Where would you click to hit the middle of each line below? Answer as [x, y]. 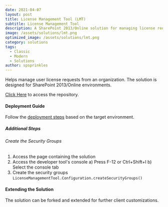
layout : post [19, 14]
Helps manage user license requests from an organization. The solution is [81, 80]
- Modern [19, 56]
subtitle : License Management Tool [42, 24]
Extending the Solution [29, 189]
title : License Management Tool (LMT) [45, 19]
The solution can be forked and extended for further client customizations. [82, 201]
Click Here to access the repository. [42, 95]
